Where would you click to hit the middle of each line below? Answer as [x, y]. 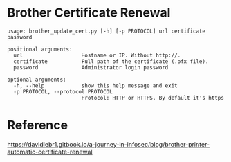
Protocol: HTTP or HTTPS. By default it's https [153, 98]
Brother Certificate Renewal [89, 13]
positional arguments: [40, 49]
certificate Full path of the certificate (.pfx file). [111, 61]
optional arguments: [37, 80]
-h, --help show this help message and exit [95, 85]
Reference [37, 125]
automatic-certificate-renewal [50, 152]
